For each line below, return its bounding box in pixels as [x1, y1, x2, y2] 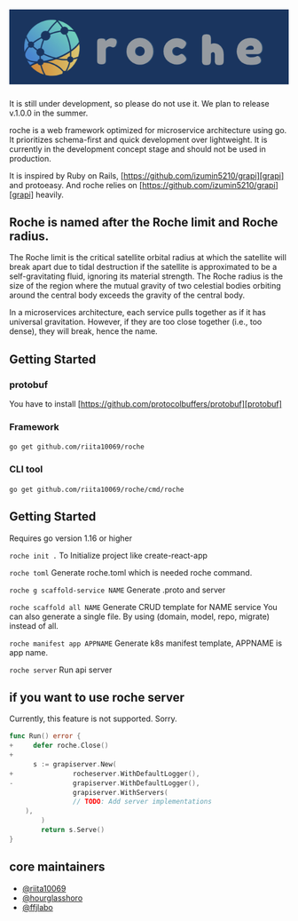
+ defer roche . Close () [9, 742, 109, 750]
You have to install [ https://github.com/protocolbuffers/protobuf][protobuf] [9, 399, 282, 409]
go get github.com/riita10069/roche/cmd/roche [9, 485, 184, 494]
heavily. [35, 189, 64, 200]
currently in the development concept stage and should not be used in [9, 143, 266, 155]
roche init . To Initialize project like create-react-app [9, 550, 208, 560]
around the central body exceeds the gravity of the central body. [9, 290, 246, 301]
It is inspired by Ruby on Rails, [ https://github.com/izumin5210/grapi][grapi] [9, 170, 285, 181]
